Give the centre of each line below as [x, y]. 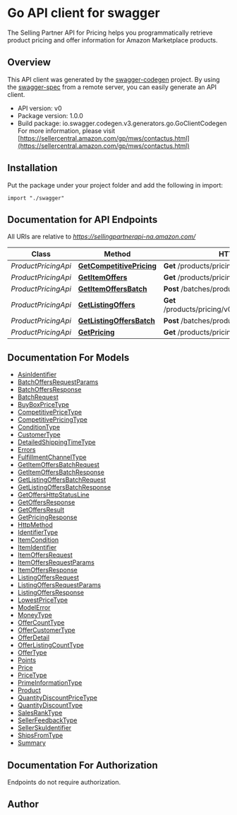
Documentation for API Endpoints [83, 220]
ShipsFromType [40, 735]
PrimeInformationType [50, 683]
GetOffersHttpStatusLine [53, 495]
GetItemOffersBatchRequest [59, 465]
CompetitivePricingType [53, 420]
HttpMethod [35, 525]
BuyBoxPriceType [43, 405]
